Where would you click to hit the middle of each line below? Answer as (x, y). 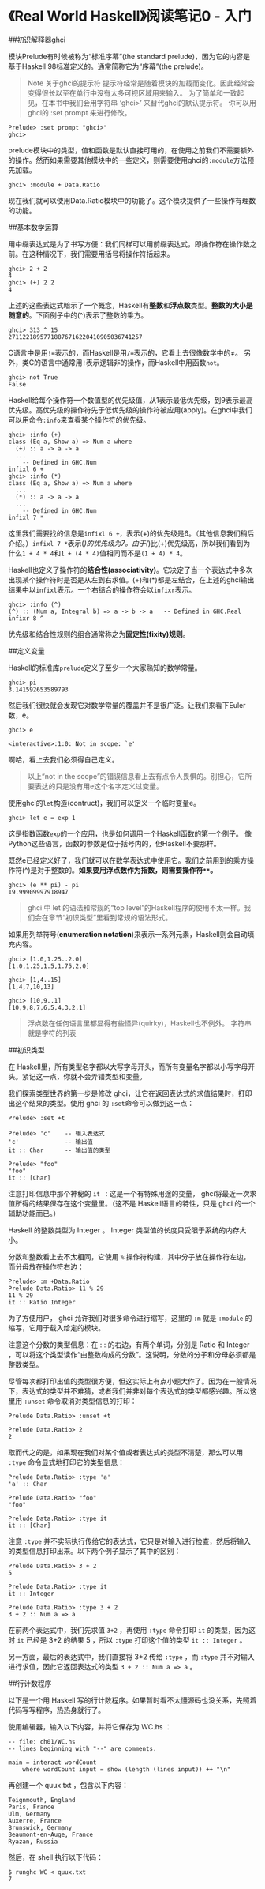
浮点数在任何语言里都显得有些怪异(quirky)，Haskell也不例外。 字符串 (140, 1023)
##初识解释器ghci (37, 40)
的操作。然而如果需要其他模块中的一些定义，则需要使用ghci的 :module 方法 (128, 160)
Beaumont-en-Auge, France (50, 1834)
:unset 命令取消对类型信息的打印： (80, 1401)
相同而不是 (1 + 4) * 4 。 (146, 553)
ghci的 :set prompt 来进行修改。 (79, 112)
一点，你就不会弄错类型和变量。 (94, 1076)
